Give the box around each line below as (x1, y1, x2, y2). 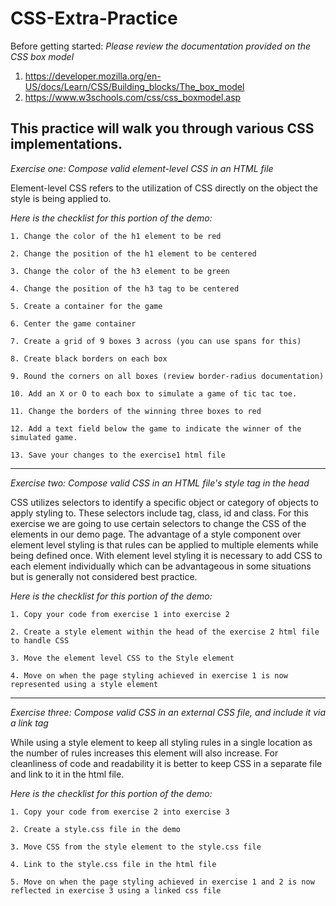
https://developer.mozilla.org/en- (24, 70, 162, 82)
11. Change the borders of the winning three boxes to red (10, 406, 262, 416)
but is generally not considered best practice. (10, 570, 198, 582)
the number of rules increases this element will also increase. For (10, 747, 279, 759)
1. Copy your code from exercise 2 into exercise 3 (10, 807, 230, 817)
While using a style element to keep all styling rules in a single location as (10, 736, 313, 748)
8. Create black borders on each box (10, 353, 168, 364)
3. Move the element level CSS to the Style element (10, 653, 235, 663)
